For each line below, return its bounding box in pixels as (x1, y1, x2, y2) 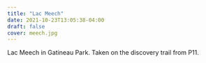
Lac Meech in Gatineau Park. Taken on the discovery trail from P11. (7, 48, 199, 57)
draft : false (7, 23, 45, 30)
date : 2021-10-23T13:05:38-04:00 (7, 17, 105, 24)
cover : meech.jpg (7, 29, 58, 37)
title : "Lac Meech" (7, 10, 64, 17)
